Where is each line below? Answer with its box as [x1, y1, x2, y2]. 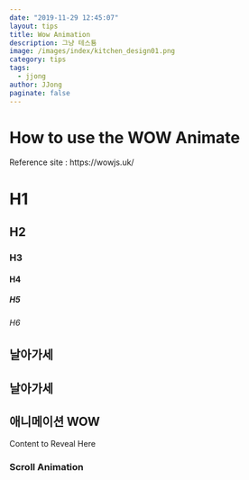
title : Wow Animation [9, 30, 91, 39]
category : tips [9, 55, 67, 64]
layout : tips [9, 22, 59, 31]
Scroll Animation [9, 461, 84, 474]
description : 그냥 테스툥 [9, 38, 97, 48]
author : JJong [9, 80, 63, 89]
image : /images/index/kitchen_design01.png [9, 47, 176, 56]
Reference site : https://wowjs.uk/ [9, 157, 134, 168]
